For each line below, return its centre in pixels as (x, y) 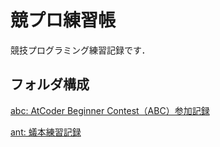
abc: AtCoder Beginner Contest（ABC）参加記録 (110, 110)
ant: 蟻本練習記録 (46, 132)
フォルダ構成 (50, 84)
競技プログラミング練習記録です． (80, 50)
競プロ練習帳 (63, 20)
